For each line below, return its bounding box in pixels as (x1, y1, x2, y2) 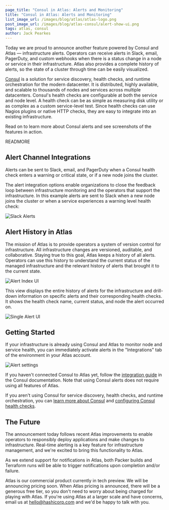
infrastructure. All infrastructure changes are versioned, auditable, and (5, 246, 152, 253)
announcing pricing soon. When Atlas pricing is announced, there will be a (5, 483, 160, 489)
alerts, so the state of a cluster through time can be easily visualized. (5, 66, 149, 72)
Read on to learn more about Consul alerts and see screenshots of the (5, 123, 152, 129)
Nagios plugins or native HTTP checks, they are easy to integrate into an (5, 108, 156, 114)
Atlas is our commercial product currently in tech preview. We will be (5, 478, 148, 484)
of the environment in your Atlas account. (5, 352, 92, 358)
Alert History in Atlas (5, 228, 72, 237)
